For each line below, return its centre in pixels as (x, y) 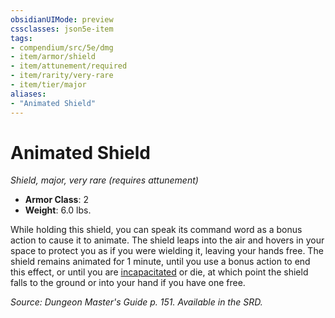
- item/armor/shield (53, 57)
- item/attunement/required (69, 66)
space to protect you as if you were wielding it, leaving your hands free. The (167, 251)
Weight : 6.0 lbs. (58, 210)
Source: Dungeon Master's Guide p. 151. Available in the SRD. (136, 302)
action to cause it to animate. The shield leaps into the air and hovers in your (167, 240)
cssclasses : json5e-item (62, 29)
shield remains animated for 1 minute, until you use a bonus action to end (160, 262)
